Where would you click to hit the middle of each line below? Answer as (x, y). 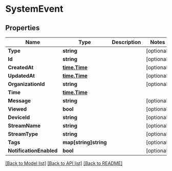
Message (19, 101)
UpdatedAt (21, 76)
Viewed (17, 109)
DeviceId (19, 117)
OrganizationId (26, 84)
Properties (23, 28)
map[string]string (84, 142)
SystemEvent (34, 9)
